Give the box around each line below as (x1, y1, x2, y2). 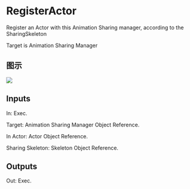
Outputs (6, 161, 38, 171)
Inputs (6, 94, 31, 104)
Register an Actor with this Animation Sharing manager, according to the (6, 24, 184, 31)
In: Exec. (6, 109, 27, 117)
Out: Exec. (6, 177, 32, 184)
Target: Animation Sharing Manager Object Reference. (6, 121, 140, 128)
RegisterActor (6, 4, 76, 18)
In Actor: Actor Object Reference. (6, 132, 88, 140)
